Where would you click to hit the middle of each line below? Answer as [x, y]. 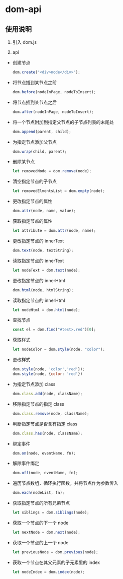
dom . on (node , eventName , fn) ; [44, 453]
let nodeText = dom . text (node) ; [46, 270]
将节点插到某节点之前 [34, 82]
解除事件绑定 [26, 463]
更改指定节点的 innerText [38, 241]
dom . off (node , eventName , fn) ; [45, 473]
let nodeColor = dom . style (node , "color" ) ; [59, 349]
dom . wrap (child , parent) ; [39, 151]
